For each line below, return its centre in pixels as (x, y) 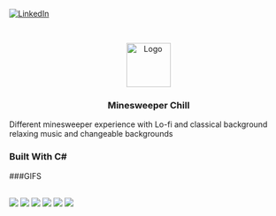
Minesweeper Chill (149, 105)
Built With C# (38, 157)
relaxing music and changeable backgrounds (91, 134)
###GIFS (26, 175)
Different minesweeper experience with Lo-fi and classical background (138, 124)
